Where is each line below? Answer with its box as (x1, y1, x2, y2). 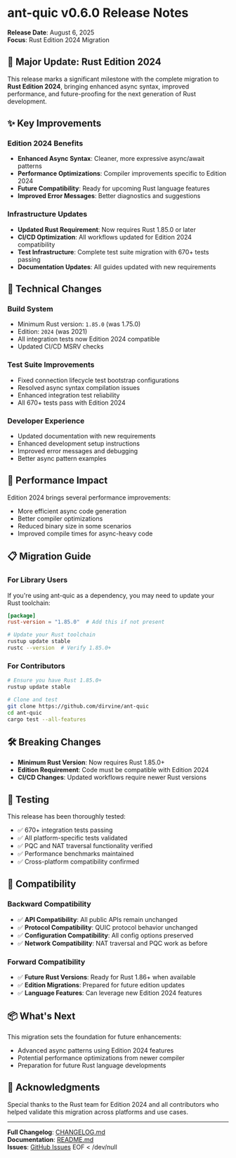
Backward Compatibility (7, 899, 91, 909)
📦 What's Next (7, 1010, 76, 1022)
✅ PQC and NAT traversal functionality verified (17, 842, 153, 850)
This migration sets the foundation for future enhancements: (7, 1032, 182, 1041)
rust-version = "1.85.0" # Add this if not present (7, 618, 165, 626)
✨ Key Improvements (7, 117, 102, 129)
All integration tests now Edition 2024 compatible (17, 335, 160, 344)
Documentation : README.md (7, 1135, 94, 1143)
